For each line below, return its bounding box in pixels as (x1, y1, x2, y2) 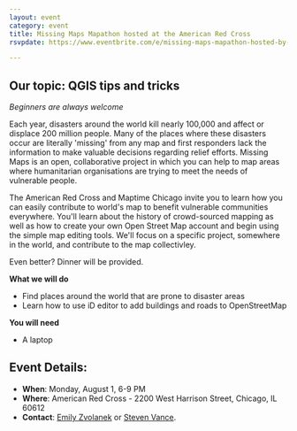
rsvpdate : (9, 37, 46, 47)
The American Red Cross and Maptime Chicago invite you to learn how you (9, 192, 283, 204)
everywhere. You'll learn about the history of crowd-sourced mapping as (9, 212, 274, 222)
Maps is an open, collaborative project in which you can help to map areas (9, 157, 280, 167)
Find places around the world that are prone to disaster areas (21, 291, 246, 302)
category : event (9, 21, 69, 30)
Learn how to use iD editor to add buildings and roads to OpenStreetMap (21, 300, 287, 311)
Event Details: (9, 360, 88, 375)
